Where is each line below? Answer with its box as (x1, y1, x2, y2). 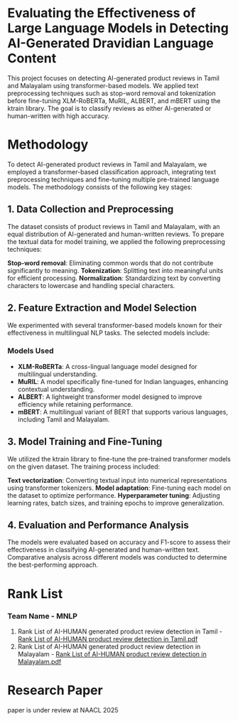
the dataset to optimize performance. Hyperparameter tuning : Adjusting (7, 491, 220, 499)
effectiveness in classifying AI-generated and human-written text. (7, 545, 200, 554)
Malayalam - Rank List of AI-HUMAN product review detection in (17, 649, 207, 658)
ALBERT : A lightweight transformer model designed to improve (17, 392, 202, 401)
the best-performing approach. (7, 560, 98, 570)
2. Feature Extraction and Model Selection (7, 302, 198, 314)
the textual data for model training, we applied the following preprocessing (7, 237, 226, 246)
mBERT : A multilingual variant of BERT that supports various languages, (17, 407, 229, 416)
